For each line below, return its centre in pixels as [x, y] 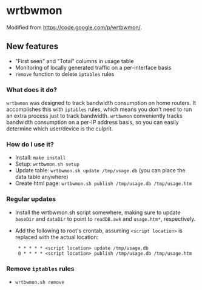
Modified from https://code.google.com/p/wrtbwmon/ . [74, 27]
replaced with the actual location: [57, 237]
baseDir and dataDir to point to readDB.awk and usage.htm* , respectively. [105, 218]
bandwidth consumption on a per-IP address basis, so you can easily [93, 123]
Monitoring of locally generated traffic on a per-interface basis [93, 67]
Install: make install [40, 158]
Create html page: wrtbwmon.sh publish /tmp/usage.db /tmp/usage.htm [103, 183]
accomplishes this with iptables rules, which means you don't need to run [99, 109]
